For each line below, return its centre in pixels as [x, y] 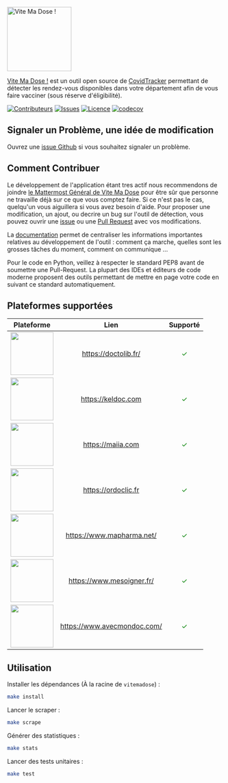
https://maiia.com [111, 444]
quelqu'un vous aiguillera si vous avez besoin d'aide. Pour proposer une [109, 206]
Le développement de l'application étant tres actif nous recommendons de [112, 184]
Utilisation [29, 667]
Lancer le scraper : [34, 710]
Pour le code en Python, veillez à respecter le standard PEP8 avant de [106, 262]
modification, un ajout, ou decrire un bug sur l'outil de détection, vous [105, 214]
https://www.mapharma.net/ [111, 535]
